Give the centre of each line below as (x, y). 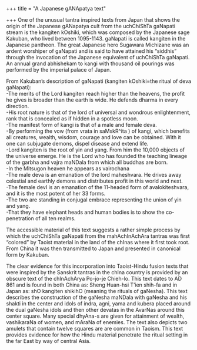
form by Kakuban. (28, 255)
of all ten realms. (55, 218)
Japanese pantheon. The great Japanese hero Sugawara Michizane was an (98, 45)
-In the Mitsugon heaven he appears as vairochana (68, 169)
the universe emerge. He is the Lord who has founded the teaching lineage (97, 156)
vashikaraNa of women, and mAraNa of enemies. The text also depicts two (97, 322)
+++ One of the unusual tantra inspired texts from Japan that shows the (93, 20)
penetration (20, 218)
